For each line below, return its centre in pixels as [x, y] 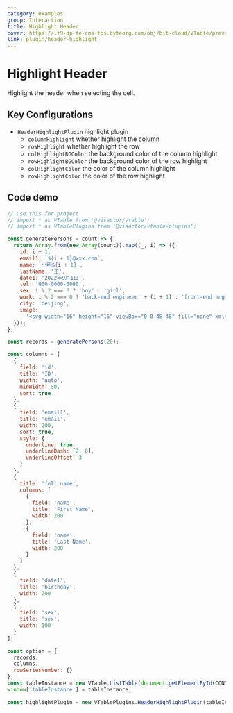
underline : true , [51, 445]
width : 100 [35, 626]
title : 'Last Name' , [62, 542]
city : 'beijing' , [45, 304]
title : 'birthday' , [48, 587]
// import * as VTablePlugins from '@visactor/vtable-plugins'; [102, 226]
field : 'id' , [38, 368]
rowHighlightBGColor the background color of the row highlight [117, 161]
